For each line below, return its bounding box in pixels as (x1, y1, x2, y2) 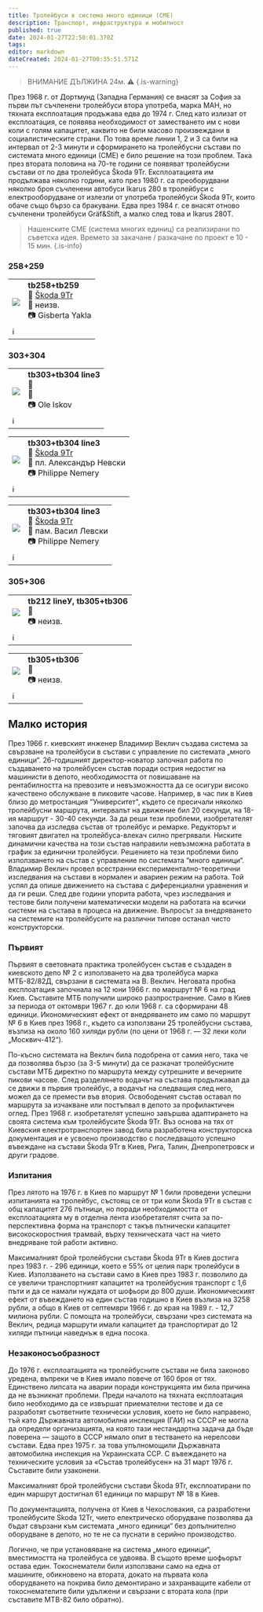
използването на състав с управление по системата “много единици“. (8, 855, 245, 865)
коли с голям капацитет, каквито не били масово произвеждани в (8, 125, 230, 134)
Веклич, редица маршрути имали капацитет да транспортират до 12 (8, 1320, 238, 1329)
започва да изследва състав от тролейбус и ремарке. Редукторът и (8, 822, 237, 832)
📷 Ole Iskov (27, 399, 72, 410)
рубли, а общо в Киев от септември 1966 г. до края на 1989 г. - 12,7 (8, 1303, 234, 1313)
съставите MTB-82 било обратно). (8, 1595, 124, 1604)
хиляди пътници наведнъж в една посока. (8, 1328, 150, 1338)
